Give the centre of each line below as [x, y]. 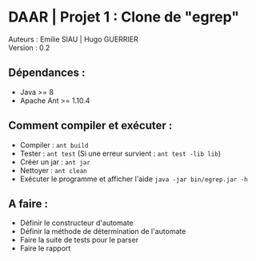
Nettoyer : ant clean [54, 170]
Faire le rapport [45, 248]
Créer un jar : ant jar [55, 162]
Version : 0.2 [29, 47]
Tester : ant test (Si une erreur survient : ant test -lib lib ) [120, 153]
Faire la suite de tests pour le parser [79, 240]
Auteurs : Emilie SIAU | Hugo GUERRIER [73, 39]
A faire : [28, 204]
